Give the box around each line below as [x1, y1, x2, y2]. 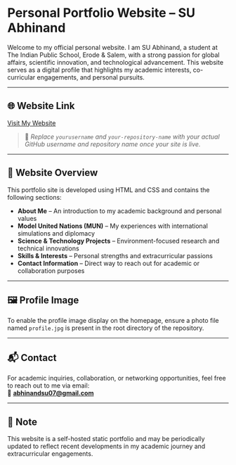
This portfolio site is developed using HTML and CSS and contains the [7, 185, 210, 194]
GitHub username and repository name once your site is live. [24, 139, 201, 148]
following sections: [7, 193, 62, 201]
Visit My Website [7, 118, 56, 127]
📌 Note [7, 416, 37, 428]
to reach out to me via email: [7, 381, 90, 390]
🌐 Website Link [7, 100, 75, 112]
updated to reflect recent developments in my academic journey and [7, 442, 206, 450]
